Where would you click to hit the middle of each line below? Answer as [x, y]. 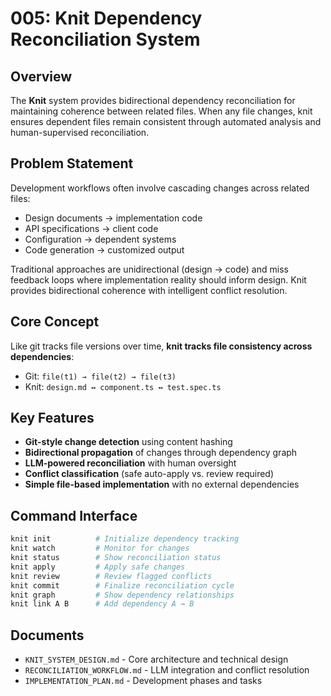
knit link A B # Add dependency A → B [102, 604]
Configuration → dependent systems [100, 239]
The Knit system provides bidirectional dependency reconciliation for [153, 100]
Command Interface [74, 515]
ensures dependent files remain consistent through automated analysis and [166, 121]
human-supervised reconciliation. [80, 132]
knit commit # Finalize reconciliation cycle [122, 585]
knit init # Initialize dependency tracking [125, 539]
